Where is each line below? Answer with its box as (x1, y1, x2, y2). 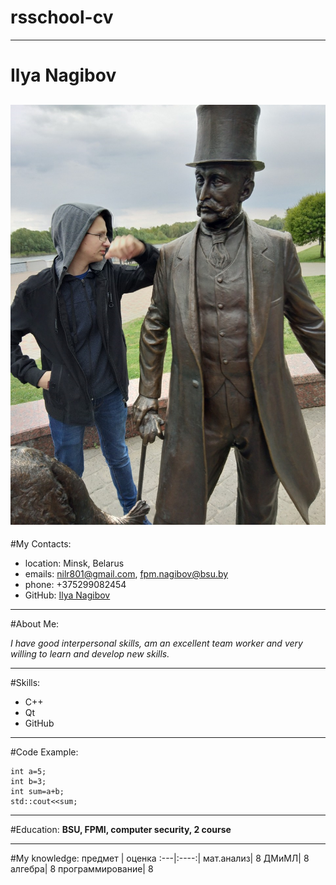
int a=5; (10, 766, 47, 776)
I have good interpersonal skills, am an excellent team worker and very (10, 637, 303, 649)
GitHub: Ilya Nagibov (24, 589, 111, 601)
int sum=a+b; (10, 786, 65, 796)
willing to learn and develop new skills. (10, 647, 170, 660)
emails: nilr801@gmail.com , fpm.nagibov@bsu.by (24, 567, 229, 580)
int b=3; (10, 776, 47, 786)
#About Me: (10, 617, 60, 630)
